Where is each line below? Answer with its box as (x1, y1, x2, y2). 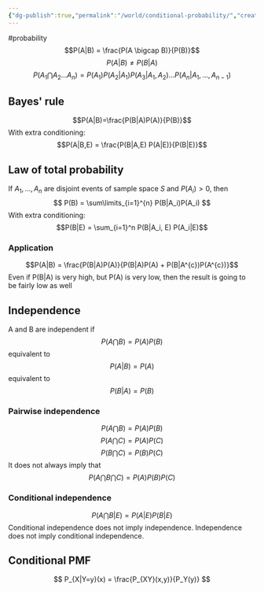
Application (8, 242, 53, 253)
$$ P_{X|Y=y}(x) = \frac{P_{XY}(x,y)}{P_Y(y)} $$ (53, 575, 211, 584)
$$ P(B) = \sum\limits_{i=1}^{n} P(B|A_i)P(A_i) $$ (53, 198, 211, 207)
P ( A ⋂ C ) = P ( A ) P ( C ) (101, 436, 163, 446)
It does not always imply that (8, 461, 101, 470)
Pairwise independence (8, 405, 101, 416)
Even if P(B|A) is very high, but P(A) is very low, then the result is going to (8, 272, 246, 282)
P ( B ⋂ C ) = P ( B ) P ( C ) (101, 448, 163, 457)
